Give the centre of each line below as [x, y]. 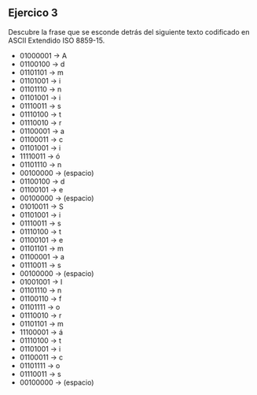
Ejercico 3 [33, 13]
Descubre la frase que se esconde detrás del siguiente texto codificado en [129, 32]
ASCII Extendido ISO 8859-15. [57, 40]
